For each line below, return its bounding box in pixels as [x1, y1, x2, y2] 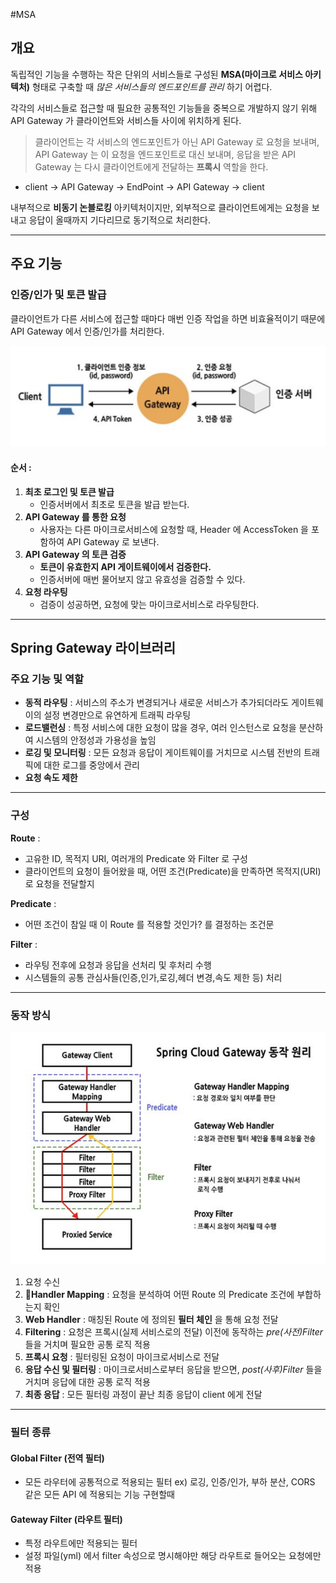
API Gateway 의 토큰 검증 [24, 548, 127, 560]
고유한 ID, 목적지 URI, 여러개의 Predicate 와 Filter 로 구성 [24, 852, 248, 864]
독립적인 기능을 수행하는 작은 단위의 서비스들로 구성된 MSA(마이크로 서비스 [10, 68, 303, 80]
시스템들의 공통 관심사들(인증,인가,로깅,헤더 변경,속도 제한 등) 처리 [24, 971, 283, 983]
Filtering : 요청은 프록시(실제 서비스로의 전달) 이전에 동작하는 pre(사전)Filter [24, 1326, 324, 1338]
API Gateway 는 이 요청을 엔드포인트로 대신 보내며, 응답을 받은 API [34, 148, 297, 160]
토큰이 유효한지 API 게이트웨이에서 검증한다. [39, 560, 212, 573]
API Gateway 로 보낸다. [66, 535, 160, 548]
